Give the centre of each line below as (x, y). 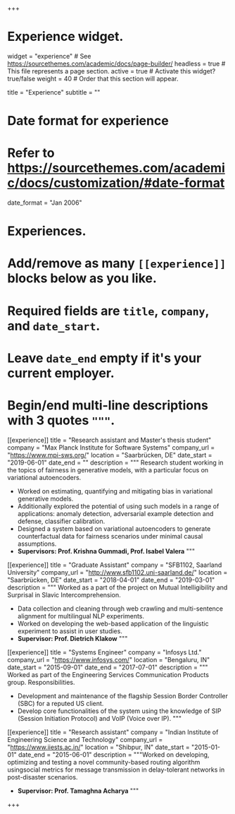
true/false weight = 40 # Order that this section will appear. (93, 78)
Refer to (31, 153)
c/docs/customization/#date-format (116, 183)
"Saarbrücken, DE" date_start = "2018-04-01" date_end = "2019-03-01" (111, 580)
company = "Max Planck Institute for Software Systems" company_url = (111, 447)
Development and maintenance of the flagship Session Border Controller (123, 695)
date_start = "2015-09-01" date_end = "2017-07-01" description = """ (108, 667)
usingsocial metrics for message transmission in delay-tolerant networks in (116, 770)
